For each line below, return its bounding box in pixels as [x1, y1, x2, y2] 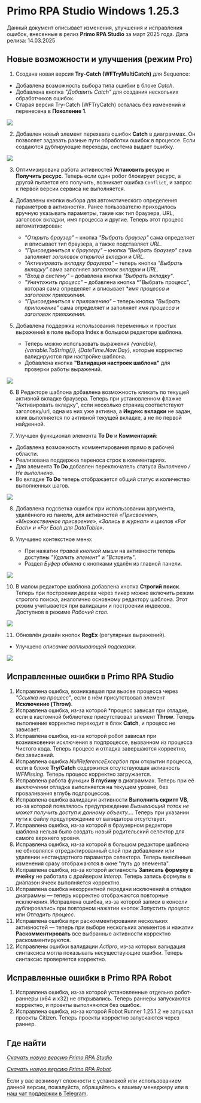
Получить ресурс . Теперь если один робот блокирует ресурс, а [15, 172, 181, 180]
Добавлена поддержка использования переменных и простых [15, 322, 177, 329]
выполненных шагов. [15, 482, 70, 489]
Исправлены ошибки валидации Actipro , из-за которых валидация [15, 943, 186, 950]
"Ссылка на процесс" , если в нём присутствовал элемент [15, 694, 165, 701]
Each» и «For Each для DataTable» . [15, 524, 105, 531]
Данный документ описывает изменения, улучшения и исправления [7, 24, 183, 31]
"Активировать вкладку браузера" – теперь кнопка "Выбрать [24, 259, 183, 267]
